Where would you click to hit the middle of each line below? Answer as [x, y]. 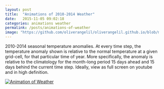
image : [12, 32]
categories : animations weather [38, 23]
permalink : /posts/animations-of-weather [48, 28]
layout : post [18, 10]
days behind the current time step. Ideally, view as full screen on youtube [79, 67]
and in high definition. [27, 72]
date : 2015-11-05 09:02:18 [35, 19]
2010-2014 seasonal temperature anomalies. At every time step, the [73, 46]
